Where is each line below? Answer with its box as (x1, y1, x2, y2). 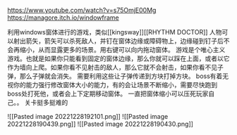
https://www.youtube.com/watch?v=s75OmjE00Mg (7, 6, 157, 14)
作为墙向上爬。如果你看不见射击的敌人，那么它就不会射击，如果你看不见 (7, 63, 217, 71)
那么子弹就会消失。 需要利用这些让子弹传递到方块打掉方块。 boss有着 (19, 72, 223, 80)
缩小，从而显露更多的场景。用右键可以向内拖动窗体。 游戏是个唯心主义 (19, 46, 226, 53)
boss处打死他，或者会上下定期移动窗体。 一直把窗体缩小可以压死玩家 (7, 89, 209, 98)
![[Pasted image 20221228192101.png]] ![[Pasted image (7, 112, 169, 120)
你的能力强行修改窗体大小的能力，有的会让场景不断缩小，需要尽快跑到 (13, 81, 217, 89)
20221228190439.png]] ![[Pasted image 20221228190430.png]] (7, 120, 194, 128)
